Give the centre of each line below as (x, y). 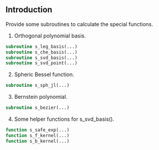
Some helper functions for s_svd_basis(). (64, 119)
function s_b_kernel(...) (37, 141)
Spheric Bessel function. (44, 74)
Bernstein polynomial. (41, 97)
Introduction (29, 10)
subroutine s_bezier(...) (37, 108)
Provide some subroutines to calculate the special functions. (79, 24)
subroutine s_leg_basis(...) (42, 46)
